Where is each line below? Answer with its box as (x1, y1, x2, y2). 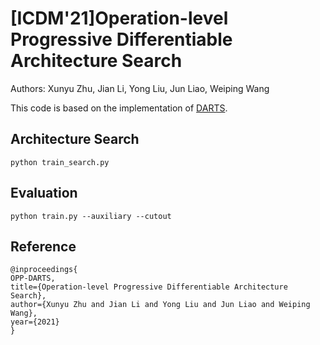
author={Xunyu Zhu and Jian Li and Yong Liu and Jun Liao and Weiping (10, 300, 311, 310)
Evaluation (10, 185, 78, 202)
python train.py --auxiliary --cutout (10, 211, 172, 221)
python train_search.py (10, 157, 110, 167)
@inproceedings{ (10, 265, 78, 275)
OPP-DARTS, (10, 273, 56, 284)
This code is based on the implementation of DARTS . (10, 102, 228, 114)
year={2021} (10, 317, 60, 327)
